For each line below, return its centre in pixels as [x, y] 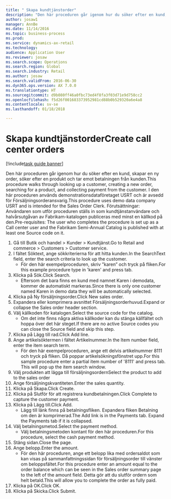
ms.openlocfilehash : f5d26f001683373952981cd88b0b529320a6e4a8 [74, 100]
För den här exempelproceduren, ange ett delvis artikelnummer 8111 [91, 351]
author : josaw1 [22, 19]
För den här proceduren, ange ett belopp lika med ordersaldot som [90, 453]
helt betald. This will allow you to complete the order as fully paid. [89, 480]
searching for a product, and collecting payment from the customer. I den [82, 190]
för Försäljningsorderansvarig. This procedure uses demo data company [81, 200]
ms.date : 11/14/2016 [28, 29]
